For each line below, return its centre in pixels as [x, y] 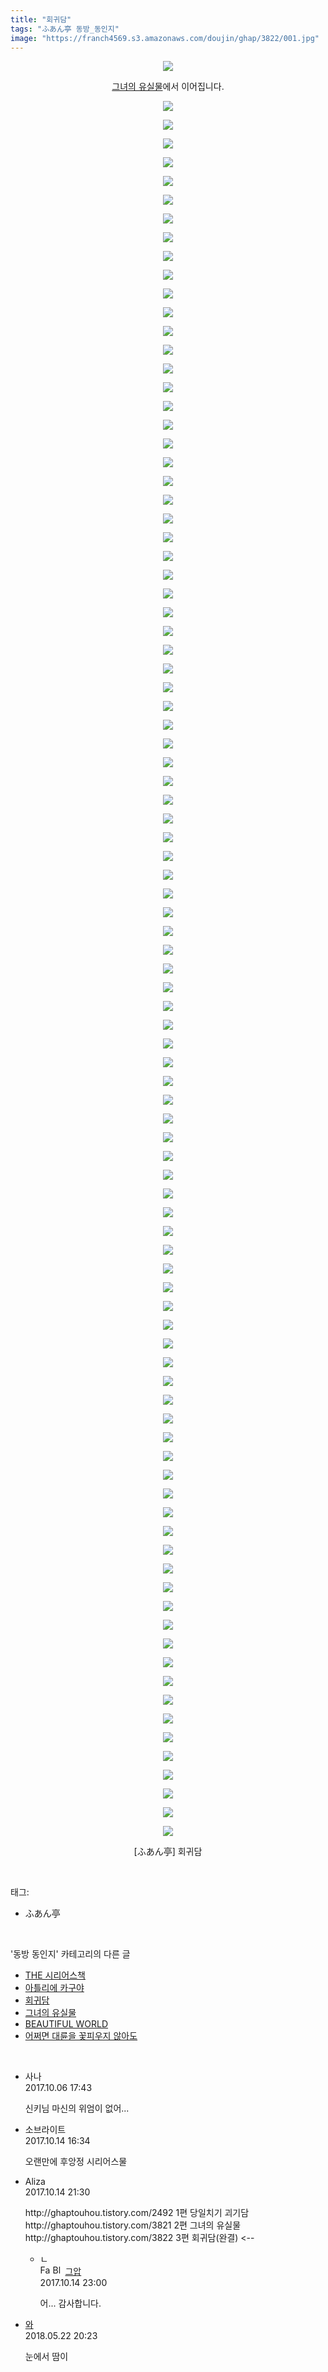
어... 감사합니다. [70, 2303]
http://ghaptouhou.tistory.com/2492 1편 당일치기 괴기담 [137, 2213]
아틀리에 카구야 [54, 1988]
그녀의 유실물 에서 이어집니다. [168, 87]
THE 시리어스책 [55, 1975]
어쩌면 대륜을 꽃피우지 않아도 [81, 2036]
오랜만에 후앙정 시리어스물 [76, 2162]
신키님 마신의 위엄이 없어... [77, 2108]
